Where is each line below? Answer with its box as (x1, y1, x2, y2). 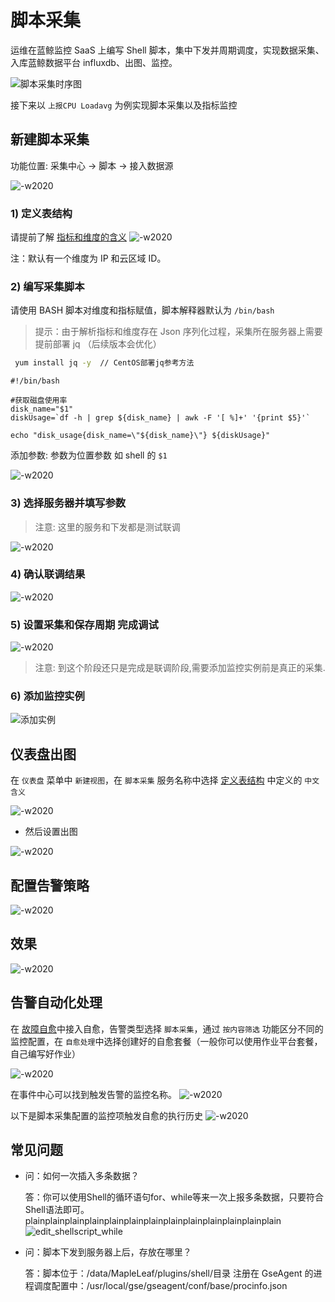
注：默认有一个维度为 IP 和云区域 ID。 (10, 252, 167, 265)
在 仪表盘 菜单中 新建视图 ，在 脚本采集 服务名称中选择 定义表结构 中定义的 (10, 774, 303, 786)
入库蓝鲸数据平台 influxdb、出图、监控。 (10, 56, 178, 68)
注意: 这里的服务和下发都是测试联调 (34, 521, 181, 533)
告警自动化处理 (10, 994, 103, 1011)
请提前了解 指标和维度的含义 (10, 231, 127, 243)
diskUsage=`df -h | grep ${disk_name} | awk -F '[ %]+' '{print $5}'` (10, 413, 311, 423)
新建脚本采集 (10, 131, 90, 148)
